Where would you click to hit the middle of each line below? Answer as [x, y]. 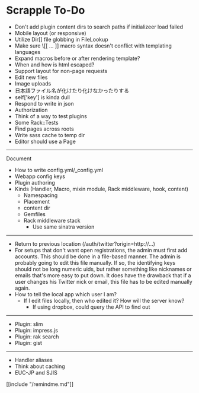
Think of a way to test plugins [51, 116]
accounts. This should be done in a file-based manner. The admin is [97, 256]
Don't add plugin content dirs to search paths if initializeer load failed [99, 27]
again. [22, 288]
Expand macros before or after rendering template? [77, 58]
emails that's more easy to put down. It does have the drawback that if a [103, 275]
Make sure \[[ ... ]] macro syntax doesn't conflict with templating [93, 46]
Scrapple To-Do [46, 10]
